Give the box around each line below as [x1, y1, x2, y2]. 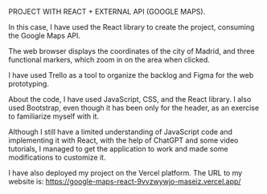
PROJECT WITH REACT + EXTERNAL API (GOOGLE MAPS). [8, 7, 206, 16]
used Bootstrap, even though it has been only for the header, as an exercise [8, 103, 260, 112]
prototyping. [8, 79, 50, 88]
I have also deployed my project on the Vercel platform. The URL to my [8, 168, 243, 177]
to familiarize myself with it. [8, 111, 99, 121]
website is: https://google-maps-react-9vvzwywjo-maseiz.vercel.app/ [8, 176, 241, 186]
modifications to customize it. [8, 152, 106, 162]
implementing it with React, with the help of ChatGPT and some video [8, 135, 239, 145]
